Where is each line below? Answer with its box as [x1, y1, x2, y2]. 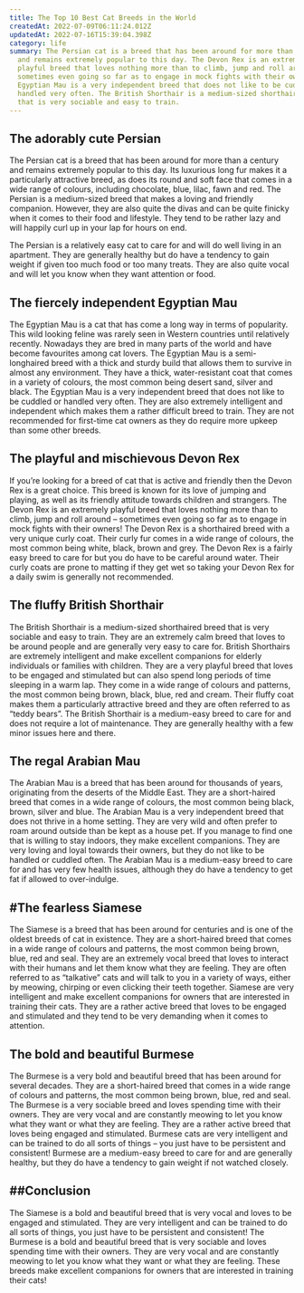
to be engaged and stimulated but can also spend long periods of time [9, 669, 271, 680]
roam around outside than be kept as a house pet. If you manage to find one [9, 826, 293, 837]
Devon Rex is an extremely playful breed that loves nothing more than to [9, 503, 279, 514]
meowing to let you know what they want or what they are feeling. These [9, 1255, 280, 1266]
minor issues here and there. [9, 727, 116, 738]
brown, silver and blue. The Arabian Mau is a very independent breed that [9, 807, 284, 818]
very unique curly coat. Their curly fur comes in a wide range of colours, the [9, 532, 294, 543]
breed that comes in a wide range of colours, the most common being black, [9, 797, 294, 808]
